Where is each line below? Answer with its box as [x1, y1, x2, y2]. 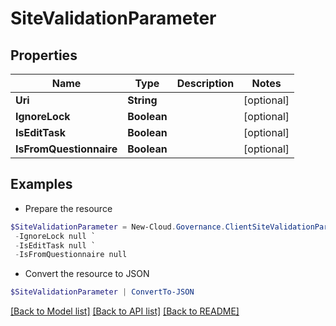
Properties [10, 47, 78, 64]
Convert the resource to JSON [24, 268, 150, 280]
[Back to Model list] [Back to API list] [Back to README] [10, 305, 240, 317]
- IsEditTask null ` [14, 240, 97, 251]
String [127, 93, 158, 107]
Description [176, 77, 235, 90]
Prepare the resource [24, 202, 113, 214]
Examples [10, 176, 73, 193]
